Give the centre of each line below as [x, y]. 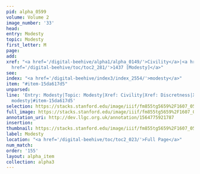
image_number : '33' [30, 23]
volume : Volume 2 [28, 17]
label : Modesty [25, 134]
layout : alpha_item [30, 156]
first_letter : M [26, 45]
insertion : [20, 123]
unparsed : [18, 90]
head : [13, 28]
